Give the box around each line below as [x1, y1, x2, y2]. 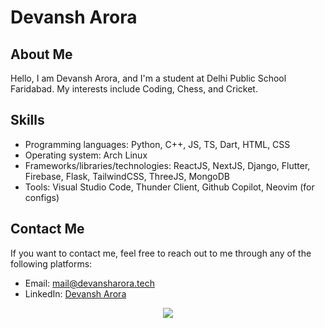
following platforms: [10, 257, 93, 270]
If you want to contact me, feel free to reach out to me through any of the [10, 247, 312, 259]
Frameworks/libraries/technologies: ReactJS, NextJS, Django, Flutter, [24, 159, 311, 171]
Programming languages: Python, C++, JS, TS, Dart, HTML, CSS [24, 138, 291, 150]
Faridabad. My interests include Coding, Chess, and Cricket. [10, 83, 258, 95]
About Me [10, 46, 73, 63]
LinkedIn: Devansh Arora [24, 287, 127, 300]
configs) [24, 191, 60, 203]
